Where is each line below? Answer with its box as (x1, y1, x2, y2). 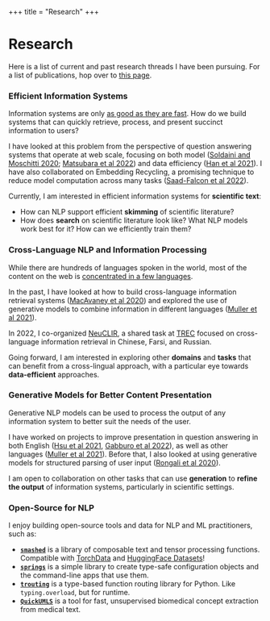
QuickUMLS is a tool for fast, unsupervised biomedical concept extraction (19, 596, 260, 606)
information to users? (8, 126, 79, 135)
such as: (8, 529, 37, 539)
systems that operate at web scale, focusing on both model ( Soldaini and (8, 150, 251, 160)
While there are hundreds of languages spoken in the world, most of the (8, 262, 247, 273)
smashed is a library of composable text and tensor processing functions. (19, 544, 260, 555)
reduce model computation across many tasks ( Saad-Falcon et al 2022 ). (8, 176, 249, 185)
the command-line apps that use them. (19, 570, 149, 580)
